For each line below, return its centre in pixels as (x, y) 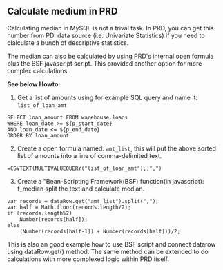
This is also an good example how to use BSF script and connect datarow (111, 244)
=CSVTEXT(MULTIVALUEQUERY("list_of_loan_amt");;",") (85, 168)
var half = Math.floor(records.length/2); (69, 207)
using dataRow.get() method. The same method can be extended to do (108, 251)
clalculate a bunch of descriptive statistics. (68, 42)
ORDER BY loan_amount (38, 135)
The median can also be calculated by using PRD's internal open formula (110, 56)
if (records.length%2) (40, 213)
